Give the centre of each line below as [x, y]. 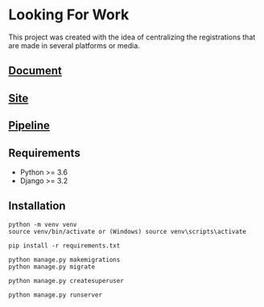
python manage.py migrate [52, 267]
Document [35, 71]
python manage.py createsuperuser [66, 280]
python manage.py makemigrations [64, 260]
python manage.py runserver [56, 295]
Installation [37, 206]
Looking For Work [69, 15]
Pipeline [29, 126]
